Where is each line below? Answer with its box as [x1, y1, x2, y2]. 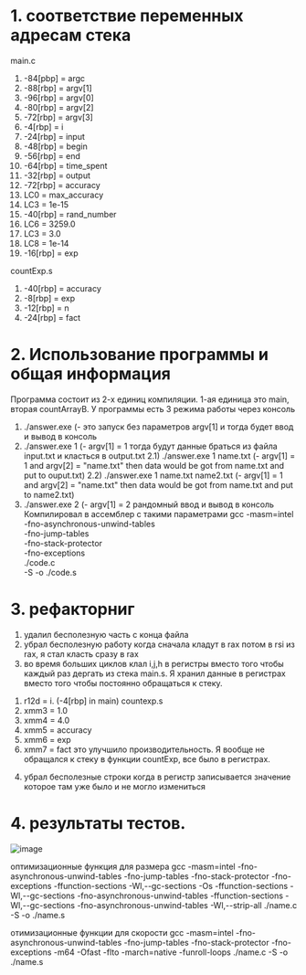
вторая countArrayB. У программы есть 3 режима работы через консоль [10, 403, 296, 414]
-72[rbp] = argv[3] [23, 111, 94, 122]
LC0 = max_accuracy [23, 189, 104, 200]
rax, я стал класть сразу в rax [23, 648, 140, 659]
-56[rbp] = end [23, 150, 81, 161]
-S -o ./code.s [23, 567, 77, 578]
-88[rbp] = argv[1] [23, 82, 92, 93]
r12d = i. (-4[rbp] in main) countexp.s [23, 695, 164, 706]
